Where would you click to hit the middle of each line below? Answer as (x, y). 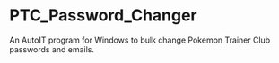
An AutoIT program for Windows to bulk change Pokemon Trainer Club (140, 40)
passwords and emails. (52, 49)
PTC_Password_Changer (103, 16)
